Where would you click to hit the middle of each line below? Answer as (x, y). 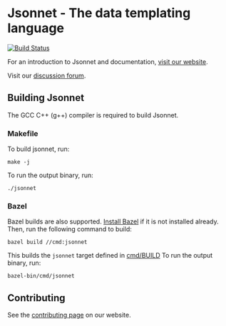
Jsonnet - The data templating (99, 13)
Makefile (23, 133)
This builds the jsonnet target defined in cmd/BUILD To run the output (110, 256)
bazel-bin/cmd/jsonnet (41, 276)
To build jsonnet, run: (38, 149)
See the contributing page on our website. (69, 315)
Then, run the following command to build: (70, 229)
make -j (19, 162)
